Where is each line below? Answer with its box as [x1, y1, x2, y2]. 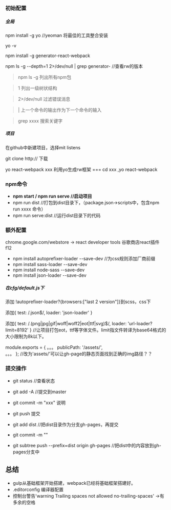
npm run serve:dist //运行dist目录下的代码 [12, 213, 101, 219]
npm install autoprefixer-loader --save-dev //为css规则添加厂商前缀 [12, 256, 156, 262]
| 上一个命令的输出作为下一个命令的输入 [17, 107, 102, 113]
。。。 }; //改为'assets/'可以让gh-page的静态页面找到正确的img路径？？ [5, 351, 153, 357]
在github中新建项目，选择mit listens [5, 144, 81, 150]
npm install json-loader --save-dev [12, 272, 87, 278]
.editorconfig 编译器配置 [12, 486, 64, 493]
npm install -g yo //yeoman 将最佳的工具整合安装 [5, 32, 109, 38]
